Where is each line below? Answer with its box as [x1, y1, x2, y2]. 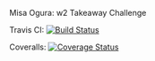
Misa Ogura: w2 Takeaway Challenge [9, 8, 147, 18]
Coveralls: [9, 42, 47, 52]
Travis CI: [9, 25, 45, 34]
